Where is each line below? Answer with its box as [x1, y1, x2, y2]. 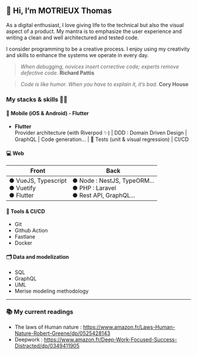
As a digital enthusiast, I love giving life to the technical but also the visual [6, 21, 184, 28]
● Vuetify [9, 184, 36, 192]
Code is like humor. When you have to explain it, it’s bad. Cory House [20, 81, 189, 88]
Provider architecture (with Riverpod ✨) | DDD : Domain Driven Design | [14, 129, 188, 136]
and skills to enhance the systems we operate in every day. [6, 51, 149, 59]
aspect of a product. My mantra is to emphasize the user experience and [6, 28, 182, 35]
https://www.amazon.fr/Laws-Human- [83, 323, 175, 330]
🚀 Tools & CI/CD [6, 207, 45, 215]
